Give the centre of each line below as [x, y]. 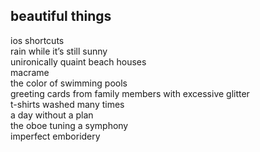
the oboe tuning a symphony [69, 125]
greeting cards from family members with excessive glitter [130, 93]
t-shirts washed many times [67, 104]
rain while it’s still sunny [59, 51]
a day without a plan [52, 115]
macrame [30, 72]
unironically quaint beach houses [78, 61]
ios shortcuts [37, 40]
